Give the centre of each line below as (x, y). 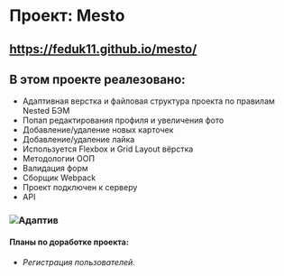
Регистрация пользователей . (78, 262)
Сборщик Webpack (59, 178)
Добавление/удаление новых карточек (98, 130)
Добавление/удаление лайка (78, 140)
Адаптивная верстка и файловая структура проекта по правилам (148, 101)
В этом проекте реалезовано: (98, 79)
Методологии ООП (59, 159)
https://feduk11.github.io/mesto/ (103, 49)
